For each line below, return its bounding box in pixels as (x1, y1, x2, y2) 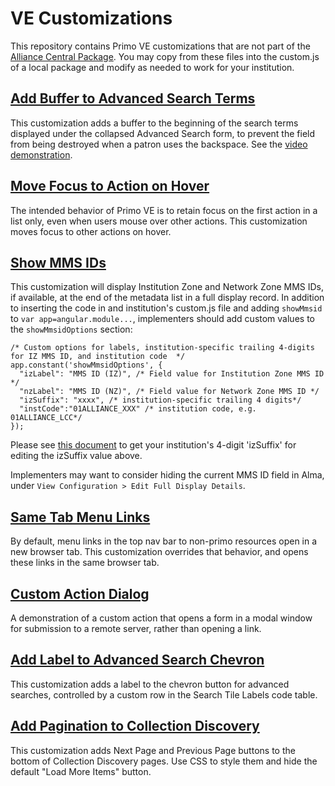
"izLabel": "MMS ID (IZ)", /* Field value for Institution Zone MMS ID (19, 369, 325, 379)
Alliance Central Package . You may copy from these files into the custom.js (10, 50, 320, 62)
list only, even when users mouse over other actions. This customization (10, 215, 308, 227)
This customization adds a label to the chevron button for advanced (10, 678, 290, 690)
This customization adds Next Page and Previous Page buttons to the (10, 744, 296, 756)
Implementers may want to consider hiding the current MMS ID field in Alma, (10, 469, 325, 481)
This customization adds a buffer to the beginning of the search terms (10, 117, 299, 129)
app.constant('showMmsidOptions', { (10, 360, 163, 371)
